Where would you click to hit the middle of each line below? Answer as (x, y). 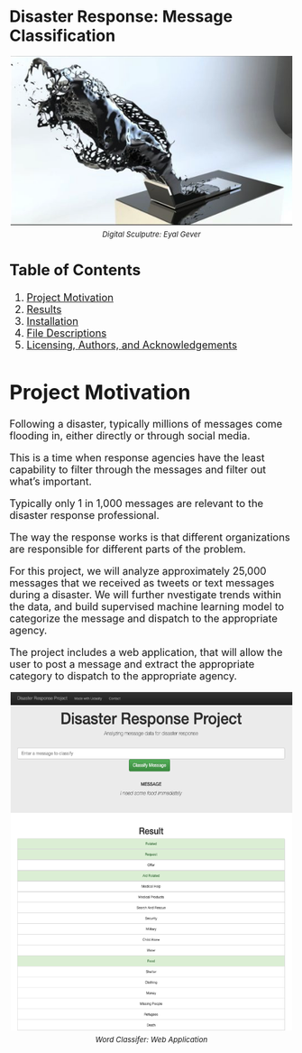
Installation (53, 322)
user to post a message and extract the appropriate (132, 664)
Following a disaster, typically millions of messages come (146, 424)
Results (44, 310)
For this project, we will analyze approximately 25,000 (138, 571)
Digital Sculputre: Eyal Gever (151, 234)
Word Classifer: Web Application (151, 1039)
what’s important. (51, 481)
